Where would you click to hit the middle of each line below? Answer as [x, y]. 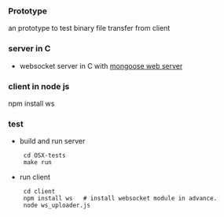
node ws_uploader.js [57, 206]
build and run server [52, 141]
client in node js [39, 86]
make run [38, 163]
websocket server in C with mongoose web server [101, 65]
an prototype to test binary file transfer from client [89, 28]
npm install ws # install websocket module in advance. [120, 199]
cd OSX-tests [44, 155]
